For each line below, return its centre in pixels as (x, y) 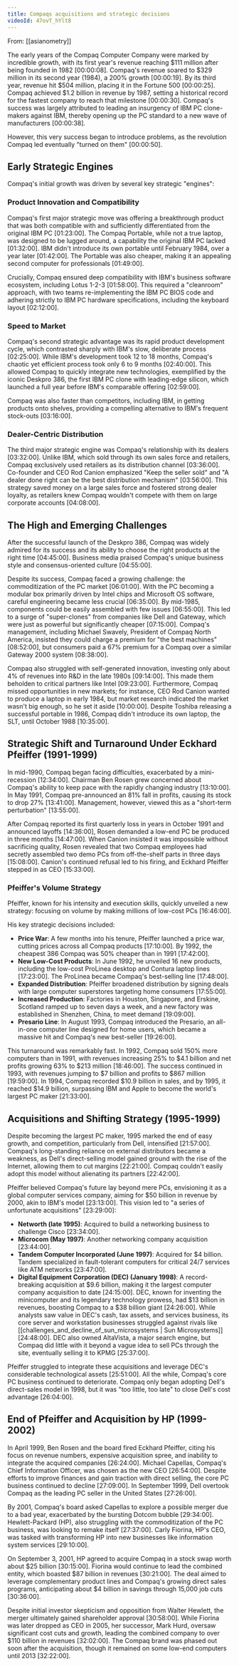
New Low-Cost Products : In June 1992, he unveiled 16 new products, (120, 961)
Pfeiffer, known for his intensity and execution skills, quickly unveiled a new (118, 903)
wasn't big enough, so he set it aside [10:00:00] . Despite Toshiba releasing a (119, 706)
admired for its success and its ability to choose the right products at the (114, 550)
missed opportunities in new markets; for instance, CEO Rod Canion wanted (118, 691)
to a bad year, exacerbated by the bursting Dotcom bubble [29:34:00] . (111, 1514)
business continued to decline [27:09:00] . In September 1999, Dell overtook (118, 1485)
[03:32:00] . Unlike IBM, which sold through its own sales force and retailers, (119, 458)
